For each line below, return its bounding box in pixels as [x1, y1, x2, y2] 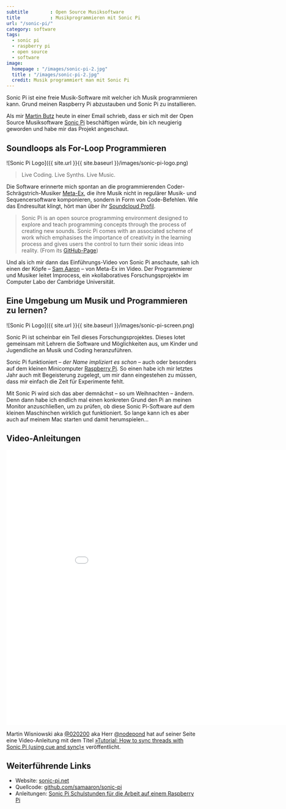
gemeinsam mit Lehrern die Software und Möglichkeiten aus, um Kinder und [6, 340, 198, 347]
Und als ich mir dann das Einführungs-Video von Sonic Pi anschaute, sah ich [6, 258, 199, 266]
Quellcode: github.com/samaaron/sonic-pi [15, 783, 122, 791]
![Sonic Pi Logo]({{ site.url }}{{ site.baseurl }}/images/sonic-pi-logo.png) [6, 159, 188, 166]
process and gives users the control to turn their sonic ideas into [21, 240, 185, 248]
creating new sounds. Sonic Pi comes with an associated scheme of [21, 227, 193, 234]
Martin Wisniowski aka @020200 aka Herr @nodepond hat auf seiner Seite [6, 730, 196, 737]
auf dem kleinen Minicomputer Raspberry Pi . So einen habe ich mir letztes [6, 364, 193, 372]
